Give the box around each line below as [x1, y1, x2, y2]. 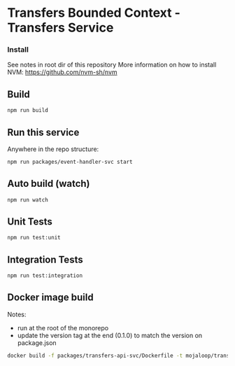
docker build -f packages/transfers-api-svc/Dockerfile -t [7, 352, 183, 359]
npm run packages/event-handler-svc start [7, 158, 133, 165]
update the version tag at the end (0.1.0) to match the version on [17, 331, 203, 339]
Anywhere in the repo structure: [7, 145, 99, 153]
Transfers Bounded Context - [7, 5, 180, 21]
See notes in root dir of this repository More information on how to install [7, 61, 217, 69]
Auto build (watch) [7, 178, 90, 190]
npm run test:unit [7, 234, 61, 241]
